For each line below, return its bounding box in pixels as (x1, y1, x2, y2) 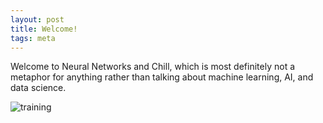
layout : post (10, 14, 65, 25)
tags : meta (10, 33, 56, 43)
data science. (10, 82, 67, 94)
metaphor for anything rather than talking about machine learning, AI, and (10, 71, 314, 83)
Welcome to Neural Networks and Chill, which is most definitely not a (10, 61, 296, 73)
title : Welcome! (10, 24, 78, 34)
